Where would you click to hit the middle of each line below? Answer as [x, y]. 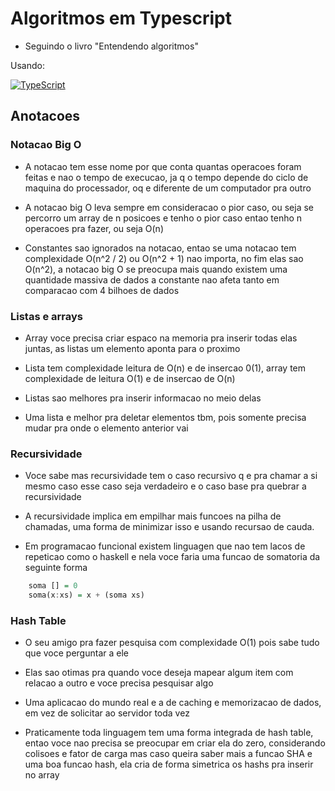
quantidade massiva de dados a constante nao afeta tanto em [152, 279]
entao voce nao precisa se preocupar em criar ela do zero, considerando [175, 743]
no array [42, 775]
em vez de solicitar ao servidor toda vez [107, 713]
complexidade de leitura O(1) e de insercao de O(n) [130, 378]
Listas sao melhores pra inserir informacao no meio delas [143, 398]
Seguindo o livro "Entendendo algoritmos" [111, 46]
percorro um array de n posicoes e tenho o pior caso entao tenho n [163, 218]
